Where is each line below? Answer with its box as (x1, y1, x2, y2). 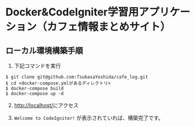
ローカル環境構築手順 (5, 45, 83, 56)
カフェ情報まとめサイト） (47, 20, 171, 34)
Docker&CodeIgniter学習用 (5, 5, 139, 19)
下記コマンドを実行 (14, 63, 61, 69)
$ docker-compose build (5, 86, 64, 92)
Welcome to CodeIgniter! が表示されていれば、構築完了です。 (14, 115, 164, 121)
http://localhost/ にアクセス (14, 102, 79, 109)
